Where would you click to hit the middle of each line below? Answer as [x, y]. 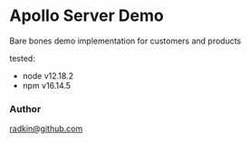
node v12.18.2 [48, 76]
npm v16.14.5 [46, 85]
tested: [23, 58]
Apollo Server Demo [87, 16]
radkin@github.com [46, 129]
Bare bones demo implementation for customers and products [125, 41]
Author [25, 109]
